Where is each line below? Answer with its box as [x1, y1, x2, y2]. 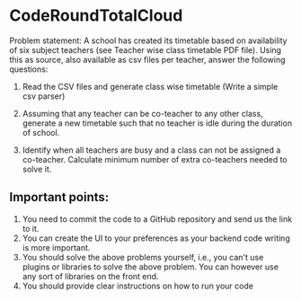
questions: [9, 64, 49, 75]
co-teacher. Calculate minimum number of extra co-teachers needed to [22, 154, 288, 164]
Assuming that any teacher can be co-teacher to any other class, [22, 108, 263, 119]
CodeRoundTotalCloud [9, 5, 183, 26]
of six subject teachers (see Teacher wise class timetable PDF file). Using [9, 44, 281, 55]
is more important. [22, 242, 91, 252]
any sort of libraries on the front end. [22, 270, 159, 281]
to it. [22, 223, 40, 234]
